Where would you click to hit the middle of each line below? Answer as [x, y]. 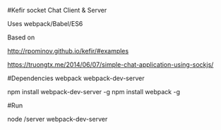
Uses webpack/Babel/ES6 [45, 24]
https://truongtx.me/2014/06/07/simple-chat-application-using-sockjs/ [110, 65]
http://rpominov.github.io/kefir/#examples [68, 51]
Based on [21, 37]
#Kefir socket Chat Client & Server [57, 10]
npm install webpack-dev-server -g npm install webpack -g [94, 92]
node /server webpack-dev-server [58, 119]
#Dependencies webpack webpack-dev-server [76, 78]
